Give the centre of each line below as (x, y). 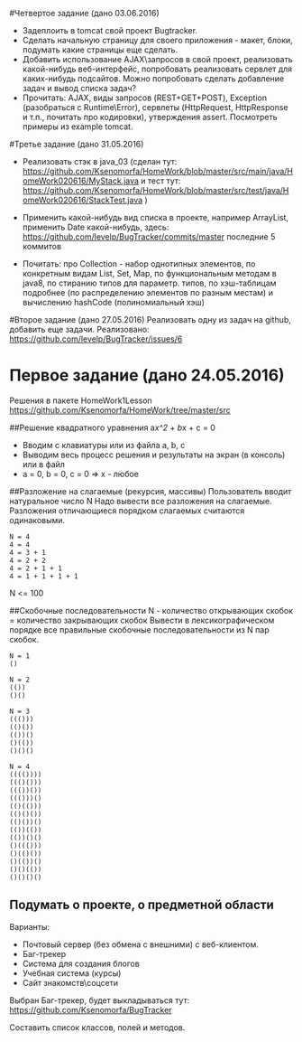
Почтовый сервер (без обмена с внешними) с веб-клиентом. (141, 944)
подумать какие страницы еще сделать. (100, 50)
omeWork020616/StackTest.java (82, 200)
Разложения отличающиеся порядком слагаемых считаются (127, 511)
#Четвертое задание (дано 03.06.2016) (84, 13)
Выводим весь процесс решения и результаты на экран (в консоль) (154, 455)
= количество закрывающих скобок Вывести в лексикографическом (142, 620)
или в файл (44, 464)
